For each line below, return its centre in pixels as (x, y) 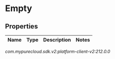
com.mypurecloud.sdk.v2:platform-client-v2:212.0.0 (58, 52)
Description (57, 40)
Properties (22, 26)
